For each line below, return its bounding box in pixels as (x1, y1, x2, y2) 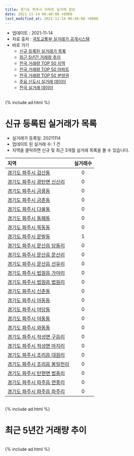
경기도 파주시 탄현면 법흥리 (7, 370, 65, 377)
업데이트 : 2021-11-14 (12, 30, 53, 36)
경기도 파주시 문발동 (7, 233, 51, 240)
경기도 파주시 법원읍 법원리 (7, 279, 65, 286)
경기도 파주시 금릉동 (7, 188, 51, 194)
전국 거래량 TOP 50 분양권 (19, 72, 69, 78)
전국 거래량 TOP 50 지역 (19, 60, 65, 66)
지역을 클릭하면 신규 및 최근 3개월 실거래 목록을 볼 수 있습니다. (12, 147, 130, 153)
